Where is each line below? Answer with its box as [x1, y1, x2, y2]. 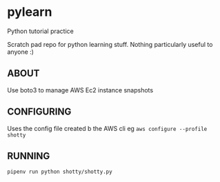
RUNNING [7, 150, 50, 162]
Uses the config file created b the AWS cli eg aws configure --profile [7, 124, 208, 132]
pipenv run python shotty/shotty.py [7, 168, 112, 176]
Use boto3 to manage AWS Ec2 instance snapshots [7, 85, 154, 94]
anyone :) [7, 48, 34, 56]
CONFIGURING [7, 106, 72, 118]
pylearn [7, 4, 52, 20]
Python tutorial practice [7, 27, 74, 35]
